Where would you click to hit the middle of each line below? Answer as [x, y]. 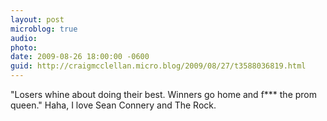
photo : [24, 47]
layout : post [37, 19]
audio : [24, 38]
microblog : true [44, 29]
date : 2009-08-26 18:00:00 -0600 [80, 57]
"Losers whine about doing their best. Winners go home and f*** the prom [164, 94]
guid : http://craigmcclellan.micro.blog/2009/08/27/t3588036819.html [158, 66]
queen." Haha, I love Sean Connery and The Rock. [113, 105]
